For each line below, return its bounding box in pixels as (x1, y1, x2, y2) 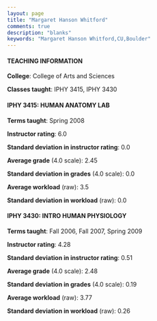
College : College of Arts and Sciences (7, 72, 115, 80)
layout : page (7, 10, 44, 17)
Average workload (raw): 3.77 (7, 293, 92, 302)
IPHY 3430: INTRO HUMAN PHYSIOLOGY (7, 212, 127, 220)
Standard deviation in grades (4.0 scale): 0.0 (7, 169, 135, 178)
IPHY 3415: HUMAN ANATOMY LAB (7, 101, 111, 109)
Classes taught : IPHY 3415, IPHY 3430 (7, 85, 117, 93)
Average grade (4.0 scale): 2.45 (7, 156, 98, 165)
